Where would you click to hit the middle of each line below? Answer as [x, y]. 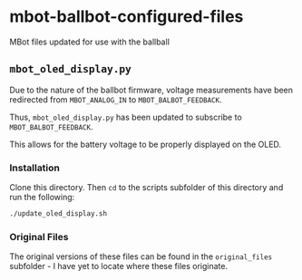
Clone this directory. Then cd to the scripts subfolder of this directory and [146, 188]
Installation [35, 168]
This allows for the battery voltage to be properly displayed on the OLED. [146, 144]
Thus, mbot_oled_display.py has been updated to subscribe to [126, 117]
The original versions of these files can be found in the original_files [141, 256]
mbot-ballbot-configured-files [127, 17]
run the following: [42, 198]
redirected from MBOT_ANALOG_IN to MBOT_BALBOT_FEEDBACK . [116, 99]
